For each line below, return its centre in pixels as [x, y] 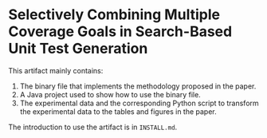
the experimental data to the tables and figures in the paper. [118, 111]
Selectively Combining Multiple [114, 15]
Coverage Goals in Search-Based [120, 32]
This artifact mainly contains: [56, 70]
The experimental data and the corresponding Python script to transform [139, 103]
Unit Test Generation [78, 49]
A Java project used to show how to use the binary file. [110, 94]
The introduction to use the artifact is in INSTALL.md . [93, 127]
